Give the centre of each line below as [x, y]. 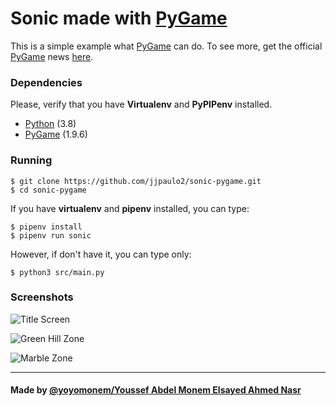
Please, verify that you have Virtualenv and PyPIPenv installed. [141, 104]
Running [31, 160]
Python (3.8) [50, 124]
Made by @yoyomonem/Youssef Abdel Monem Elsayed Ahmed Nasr [156, 390]
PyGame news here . [52, 56]
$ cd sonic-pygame [48, 190]
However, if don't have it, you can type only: [101, 254]
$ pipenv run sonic [51, 235]
